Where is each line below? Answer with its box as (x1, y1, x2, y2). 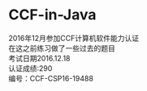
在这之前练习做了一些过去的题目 (8, 43, 115, 53)
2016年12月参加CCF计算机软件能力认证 (8, 33, 140, 43)
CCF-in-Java (8, 6, 97, 24)
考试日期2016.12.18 (8, 53, 71, 63)
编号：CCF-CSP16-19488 (8, 73, 93, 83)
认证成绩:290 (8, 63, 53, 73)
